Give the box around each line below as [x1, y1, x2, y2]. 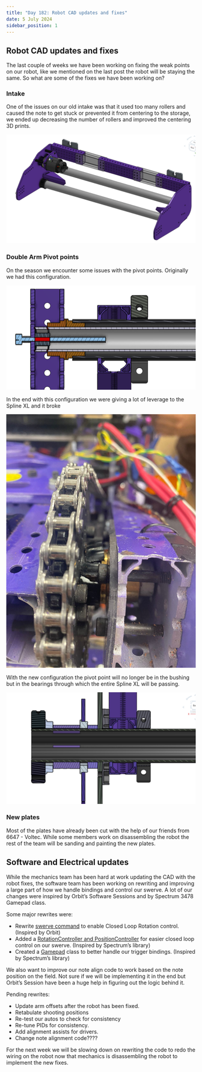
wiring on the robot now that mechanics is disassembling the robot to [6, 1052, 178, 1059]
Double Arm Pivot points [6, 253, 79, 261]
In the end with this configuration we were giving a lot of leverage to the [6, 396, 185, 403]
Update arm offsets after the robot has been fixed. [14, 1002, 140, 1009]
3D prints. [6, 123, 31, 130]
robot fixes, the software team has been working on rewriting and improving [6, 879, 195, 887]
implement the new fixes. [6, 1059, 69, 1066]
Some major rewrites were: [6, 910, 73, 917]
